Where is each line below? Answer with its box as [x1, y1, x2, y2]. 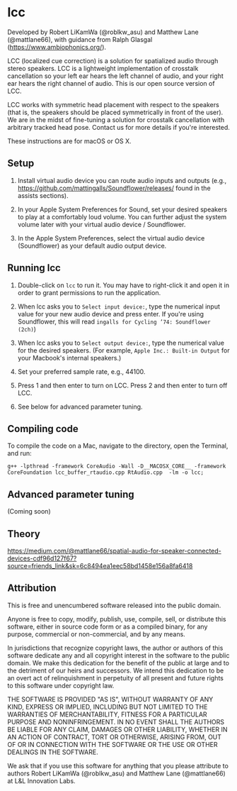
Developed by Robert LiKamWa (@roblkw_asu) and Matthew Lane [7, 28, 200, 36]
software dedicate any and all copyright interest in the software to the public [7, 651, 230, 660]
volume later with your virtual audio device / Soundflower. [17, 220, 186, 228]
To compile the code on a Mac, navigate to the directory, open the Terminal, [7, 441, 229, 450]
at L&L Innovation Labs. [7, 776, 76, 785]
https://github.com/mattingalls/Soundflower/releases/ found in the [17, 184, 211, 192]
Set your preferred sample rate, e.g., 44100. [17, 367, 146, 376]
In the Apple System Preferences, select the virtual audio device [17, 233, 205, 242]
